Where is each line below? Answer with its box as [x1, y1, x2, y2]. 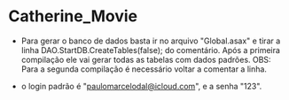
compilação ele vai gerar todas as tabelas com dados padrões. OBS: [20, 54, 271, 65]
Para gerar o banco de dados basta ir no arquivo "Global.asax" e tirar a [20, 35, 281, 46]
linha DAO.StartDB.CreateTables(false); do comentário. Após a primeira [20, 44, 281, 55]
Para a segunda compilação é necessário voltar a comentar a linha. [20, 64, 268, 74]
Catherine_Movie [8, 6, 138, 27]
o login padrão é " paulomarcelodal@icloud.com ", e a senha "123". [20, 81, 262, 91]
